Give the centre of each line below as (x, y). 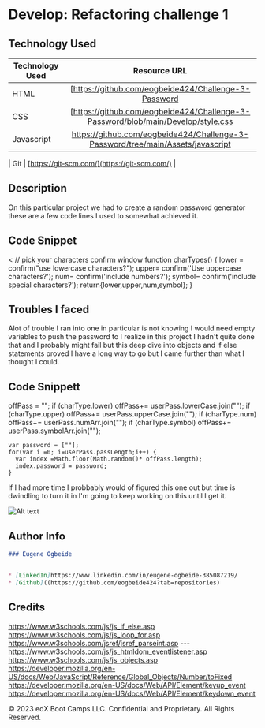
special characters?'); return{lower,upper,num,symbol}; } (101, 285)
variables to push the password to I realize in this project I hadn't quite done (131, 337)
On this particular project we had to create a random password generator (127, 207)
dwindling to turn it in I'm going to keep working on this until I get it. (118, 496)
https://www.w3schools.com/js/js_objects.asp (83, 659)
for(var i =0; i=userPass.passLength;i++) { (82, 452)
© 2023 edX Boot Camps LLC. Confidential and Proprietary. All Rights (121, 708)
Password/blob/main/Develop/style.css (160, 121)
